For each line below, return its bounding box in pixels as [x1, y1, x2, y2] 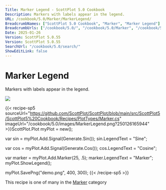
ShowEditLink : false [5, 48, 48, 53]
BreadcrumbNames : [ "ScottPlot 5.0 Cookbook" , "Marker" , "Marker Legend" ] [5, 21, 161, 26]
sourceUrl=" [5, 110, 31, 116]
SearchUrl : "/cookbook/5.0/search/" [5, 44, 81, 49]
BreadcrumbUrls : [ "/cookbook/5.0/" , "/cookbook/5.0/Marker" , [5, 26, 134, 31]
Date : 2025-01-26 [5, 30, 41, 35]
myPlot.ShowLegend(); [5, 160, 52, 166]
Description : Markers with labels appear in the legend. [5, 12, 125, 17]
